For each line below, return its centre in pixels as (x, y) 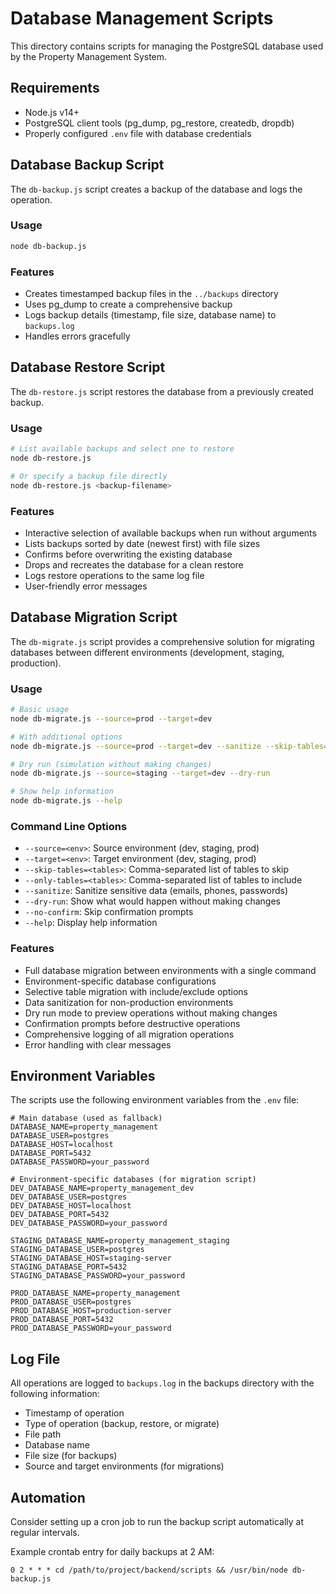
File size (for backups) (71, 1456)
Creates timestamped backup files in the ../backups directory (151, 294)
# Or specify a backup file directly (89, 476)
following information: (55, 1394)
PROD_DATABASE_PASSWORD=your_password (91, 1328)
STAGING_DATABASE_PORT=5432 (69, 1267)
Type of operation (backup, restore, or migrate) (122, 1424)
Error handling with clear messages (98, 1044)
